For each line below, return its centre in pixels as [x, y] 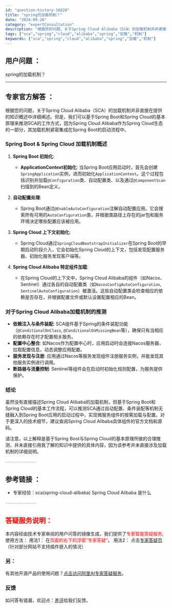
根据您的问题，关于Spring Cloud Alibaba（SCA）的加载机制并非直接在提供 [84, 110]
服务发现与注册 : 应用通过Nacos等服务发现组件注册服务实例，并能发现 [86, 356]
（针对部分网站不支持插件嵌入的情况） [46, 547]
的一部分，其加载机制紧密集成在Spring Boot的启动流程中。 [67, 130]
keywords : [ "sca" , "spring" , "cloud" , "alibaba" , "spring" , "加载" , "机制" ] [81, 39]
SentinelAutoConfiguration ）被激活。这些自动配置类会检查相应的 [89, 291]
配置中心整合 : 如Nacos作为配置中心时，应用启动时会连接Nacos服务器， [88, 343]
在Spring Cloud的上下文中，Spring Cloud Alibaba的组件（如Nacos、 [92, 278]
